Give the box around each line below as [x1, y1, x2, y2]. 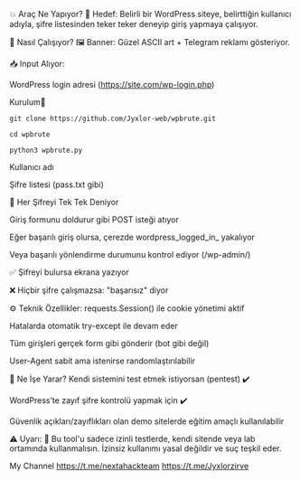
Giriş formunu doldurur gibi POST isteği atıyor [9, 214, 179, 225]
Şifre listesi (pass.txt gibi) [9, 179, 104, 190]
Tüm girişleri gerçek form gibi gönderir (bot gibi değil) [9, 338, 210, 348]
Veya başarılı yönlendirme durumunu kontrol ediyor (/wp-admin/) [9, 249, 251, 259]
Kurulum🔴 [9, 97, 46, 108]
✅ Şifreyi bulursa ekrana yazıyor [9, 267, 129, 278]
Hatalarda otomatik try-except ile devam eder [9, 321, 179, 331]
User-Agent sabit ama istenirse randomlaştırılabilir [9, 355, 196, 366]
